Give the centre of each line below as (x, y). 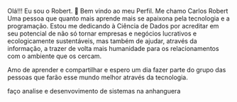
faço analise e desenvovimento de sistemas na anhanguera (94, 91)
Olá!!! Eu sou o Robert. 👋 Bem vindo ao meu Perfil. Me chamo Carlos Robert (118, 11)
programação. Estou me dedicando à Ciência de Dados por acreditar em (113, 26)
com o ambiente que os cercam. (55, 56)
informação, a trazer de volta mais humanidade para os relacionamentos (113, 49)
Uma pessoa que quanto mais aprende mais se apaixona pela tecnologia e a (119, 18)
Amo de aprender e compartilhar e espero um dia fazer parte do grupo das (117, 70)
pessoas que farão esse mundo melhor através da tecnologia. (98, 77)
